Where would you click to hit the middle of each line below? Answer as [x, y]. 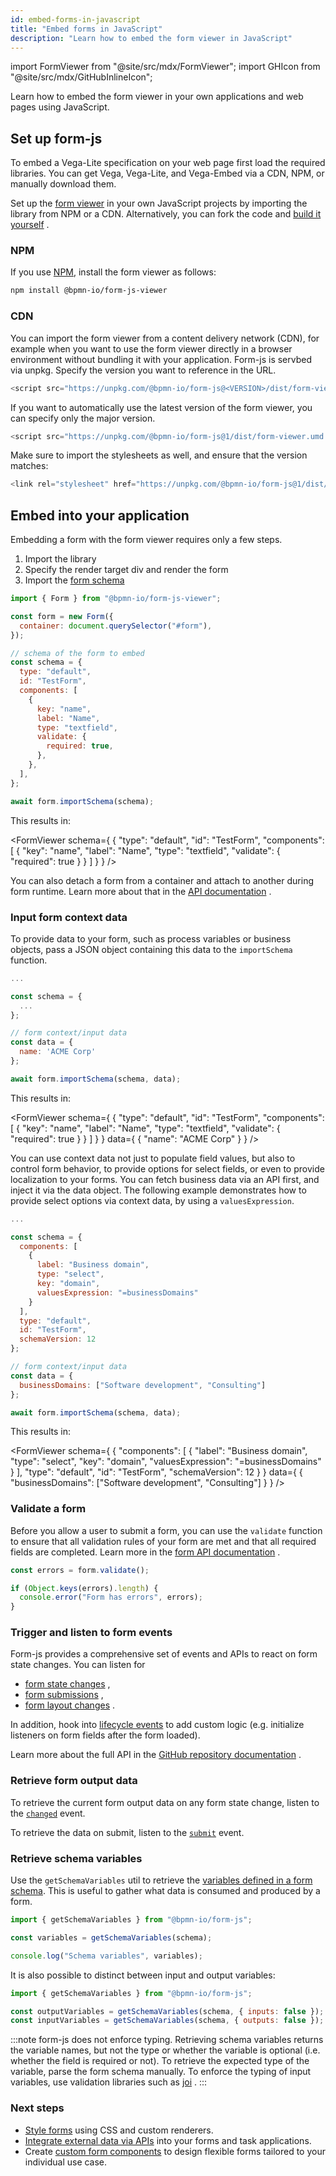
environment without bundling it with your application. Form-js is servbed [161, 359]
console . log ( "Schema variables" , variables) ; [106, 1956]
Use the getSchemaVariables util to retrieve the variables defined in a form [161, 1880]
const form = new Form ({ [62, 616]
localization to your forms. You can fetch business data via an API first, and [165, 1179]
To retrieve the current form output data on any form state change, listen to [165, 1802]
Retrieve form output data [74, 1781]
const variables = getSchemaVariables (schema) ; [111, 1937]
